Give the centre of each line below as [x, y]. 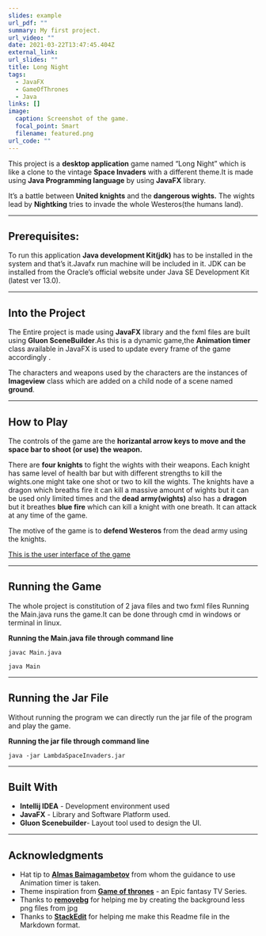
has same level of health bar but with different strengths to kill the [115, 473]
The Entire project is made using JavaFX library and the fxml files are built [129, 332]
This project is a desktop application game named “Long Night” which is [127, 163]
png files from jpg [48, 908]
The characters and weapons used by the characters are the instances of [128, 372]
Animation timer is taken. [60, 883]
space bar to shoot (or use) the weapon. [75, 449]
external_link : [33, 52]
